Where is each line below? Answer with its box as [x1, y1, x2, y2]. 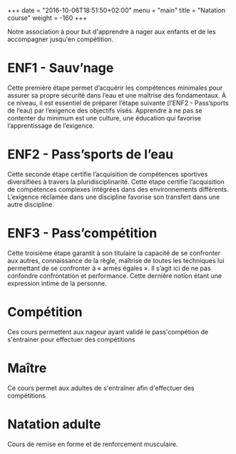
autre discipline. [7, 200, 55, 209]
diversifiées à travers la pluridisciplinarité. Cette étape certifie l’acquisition [7, 177, 225, 186]
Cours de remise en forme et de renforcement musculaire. [7, 440, 178, 448]
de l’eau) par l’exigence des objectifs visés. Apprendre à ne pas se [7, 106, 202, 115]
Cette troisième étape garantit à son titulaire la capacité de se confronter [7, 249, 221, 257]
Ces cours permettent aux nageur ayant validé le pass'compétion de [7, 327, 209, 336]
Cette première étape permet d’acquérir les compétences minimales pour [7, 83, 223, 92]
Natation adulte [7, 416, 101, 432]
